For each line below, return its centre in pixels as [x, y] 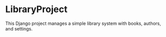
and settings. [19, 28]
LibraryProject [37, 9]
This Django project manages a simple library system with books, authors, [83, 23]
